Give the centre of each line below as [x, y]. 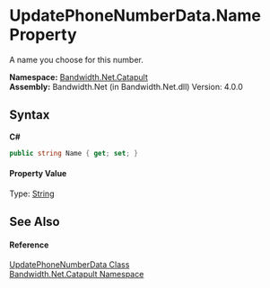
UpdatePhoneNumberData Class [70, 265]
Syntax [30, 115]
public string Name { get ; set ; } [74, 153]
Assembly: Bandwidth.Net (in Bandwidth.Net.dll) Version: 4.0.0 [126, 86]
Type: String [32, 193]
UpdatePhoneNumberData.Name [135, 16]
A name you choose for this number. [76, 59]
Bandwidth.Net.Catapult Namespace [77, 274]
